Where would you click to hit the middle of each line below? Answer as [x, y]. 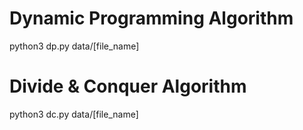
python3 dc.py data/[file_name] [74, 114]
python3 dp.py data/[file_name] [74, 46]
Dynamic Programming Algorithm [151, 18]
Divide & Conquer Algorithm [128, 86]
